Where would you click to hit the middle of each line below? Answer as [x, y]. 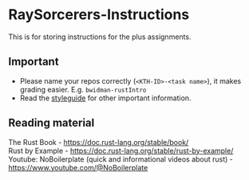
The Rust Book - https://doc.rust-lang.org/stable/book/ [99, 142]
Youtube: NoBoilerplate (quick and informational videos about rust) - [121, 159]
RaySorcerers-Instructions [99, 15]
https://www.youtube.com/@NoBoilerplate [78, 167]
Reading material [51, 123]
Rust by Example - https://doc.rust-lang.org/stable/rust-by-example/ [121, 151]
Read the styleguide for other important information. [105, 98]
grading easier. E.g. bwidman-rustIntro [83, 89]
